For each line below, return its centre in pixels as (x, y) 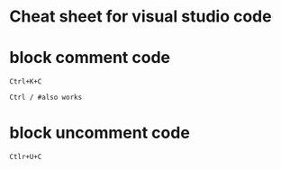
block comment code (90, 58)
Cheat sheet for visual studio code (140, 17)
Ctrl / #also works (46, 98)
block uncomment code (100, 133)
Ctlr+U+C (26, 157)
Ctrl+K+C (26, 82)
